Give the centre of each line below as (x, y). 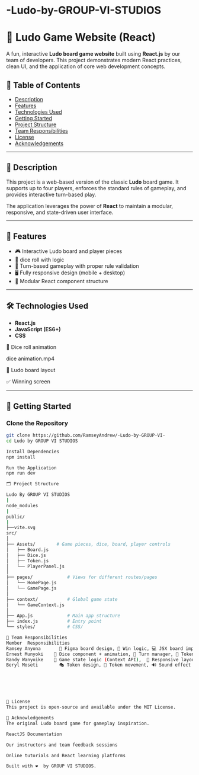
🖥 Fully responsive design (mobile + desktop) (70, 273)
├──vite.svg (21, 528)
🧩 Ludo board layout (31, 370)
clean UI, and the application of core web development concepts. (86, 66)
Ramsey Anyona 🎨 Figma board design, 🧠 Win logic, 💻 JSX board (95, 648)
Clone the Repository (37, 423)
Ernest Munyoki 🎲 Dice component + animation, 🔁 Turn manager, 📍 (92, 654)
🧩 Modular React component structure (61, 281)
